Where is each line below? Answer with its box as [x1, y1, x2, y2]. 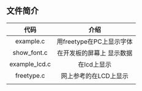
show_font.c [12, 48, 48, 57]
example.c [15, 37, 45, 45]
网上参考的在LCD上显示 [61, 71, 129, 80]
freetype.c [15, 71, 45, 79]
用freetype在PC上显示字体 [56, 37, 133, 46]
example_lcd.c [9, 60, 51, 68]
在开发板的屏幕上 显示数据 [57, 48, 133, 57]
